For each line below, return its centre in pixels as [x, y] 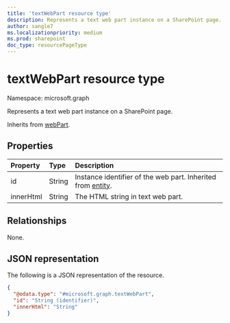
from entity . [93, 185]
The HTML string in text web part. [129, 196]
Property [25, 165]
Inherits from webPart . [39, 125]
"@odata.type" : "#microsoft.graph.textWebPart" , [84, 294]
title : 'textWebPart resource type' [59, 13]
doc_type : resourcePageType [47, 45]
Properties [30, 146]
